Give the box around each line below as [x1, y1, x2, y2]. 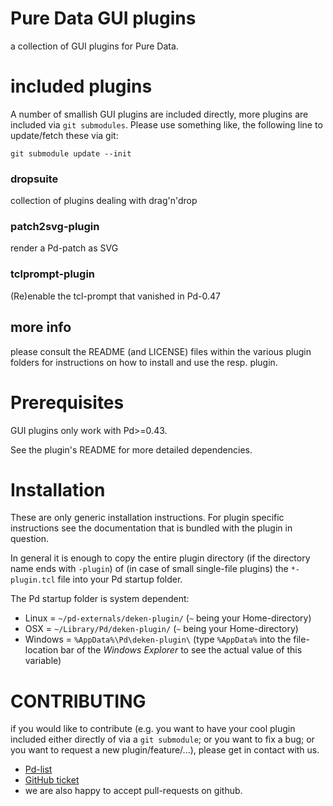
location [24, 644, 59, 656]
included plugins [10, 75, 153, 98]
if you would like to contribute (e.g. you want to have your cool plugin [10, 723, 296, 735]
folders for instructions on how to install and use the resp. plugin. [10, 356, 278, 368]
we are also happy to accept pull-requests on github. [24, 785, 243, 797]
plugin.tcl [10, 575, 56, 586]
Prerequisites [10, 391, 125, 414]
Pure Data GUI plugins [10, 7, 197, 30]
